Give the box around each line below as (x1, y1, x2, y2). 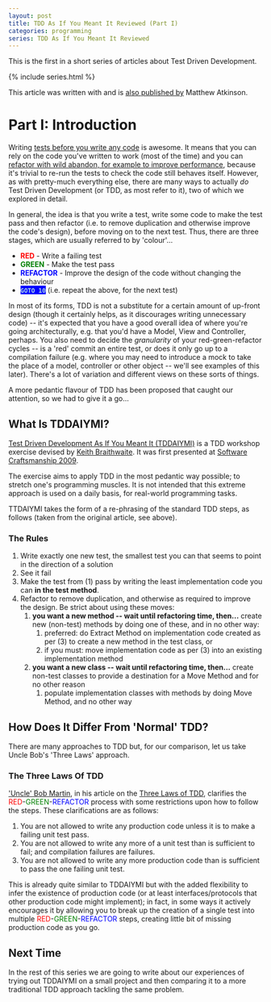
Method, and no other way (44, 697, 132, 707)
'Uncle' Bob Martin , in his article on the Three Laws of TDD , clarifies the (8, 788, 248, 799)
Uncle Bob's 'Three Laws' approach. (8, 750, 130, 760)
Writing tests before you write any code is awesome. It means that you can (8, 143, 256, 152)
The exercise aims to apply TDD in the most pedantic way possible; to (8, 471, 240, 481)
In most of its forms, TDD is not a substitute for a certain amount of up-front (8, 301, 261, 311)
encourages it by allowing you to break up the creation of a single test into (8, 905, 256, 916)
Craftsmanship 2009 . (8, 456, 79, 465)
